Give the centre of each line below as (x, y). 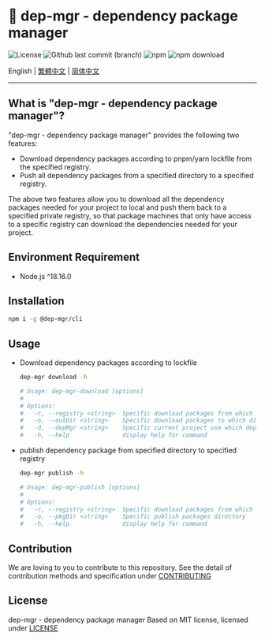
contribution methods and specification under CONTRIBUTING (110, 576)
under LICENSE (33, 628)
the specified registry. (55, 167)
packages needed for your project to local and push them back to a (118, 207)
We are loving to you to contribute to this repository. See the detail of (120, 567)
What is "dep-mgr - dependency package (113, 104)
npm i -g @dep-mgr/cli (45, 319)
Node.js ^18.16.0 (46, 276)
